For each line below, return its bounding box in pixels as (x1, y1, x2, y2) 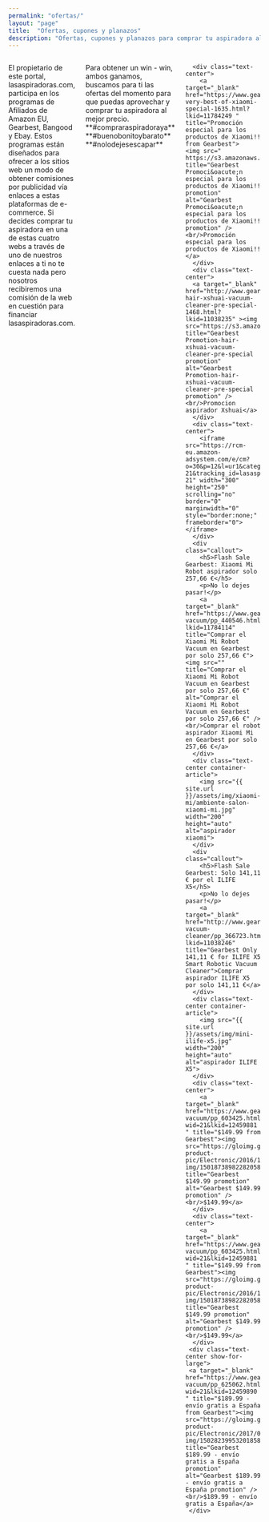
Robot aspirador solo (185, 568, 258, 576)
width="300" (199, 477, 240, 485)
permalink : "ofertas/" (8, 11, 84, 20)
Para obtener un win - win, (85, 63, 174, 73)
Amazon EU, (8, 114, 50, 124)
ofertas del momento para (85, 89, 171, 99)
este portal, (8, 71, 46, 81)
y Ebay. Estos (8, 131, 53, 141)
